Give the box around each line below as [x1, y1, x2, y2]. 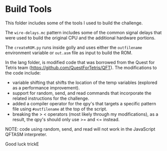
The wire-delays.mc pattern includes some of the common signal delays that [5, 29, 162, 35]
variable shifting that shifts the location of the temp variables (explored [12, 79, 158, 85]
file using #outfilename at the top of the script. [12, 106, 108, 112]
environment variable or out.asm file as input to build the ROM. [5, 50, 133, 56]
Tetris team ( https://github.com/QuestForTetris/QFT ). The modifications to [5, 65, 157, 71]
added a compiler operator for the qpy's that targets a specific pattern [12, 100, 157, 106]
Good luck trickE [5, 141, 39, 147]
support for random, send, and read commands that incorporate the [12, 90, 152, 96]
